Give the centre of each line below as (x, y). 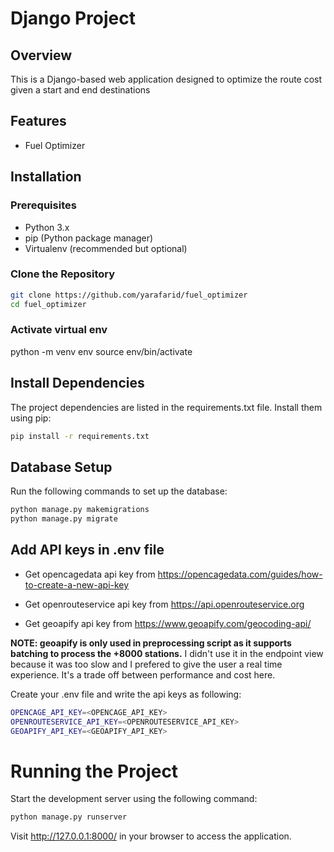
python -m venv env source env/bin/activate (101, 351)
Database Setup (61, 467)
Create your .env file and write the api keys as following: (126, 694)
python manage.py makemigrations (80, 510)
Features (38, 121)
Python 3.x (47, 227)
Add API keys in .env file (87, 550)
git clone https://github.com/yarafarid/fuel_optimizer (129, 295)
